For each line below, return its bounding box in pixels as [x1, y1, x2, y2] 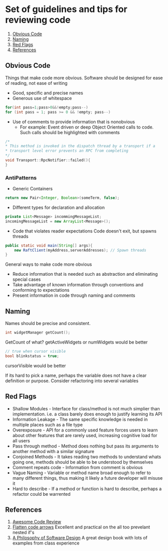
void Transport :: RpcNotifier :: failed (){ [5, 158, 91, 163]
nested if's [12, 529, 34, 535]
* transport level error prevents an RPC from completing [5, 148, 128, 154]
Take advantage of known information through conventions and [12, 282, 143, 288]
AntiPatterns [5, 174, 37, 181]
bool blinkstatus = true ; [5, 353, 59, 359]
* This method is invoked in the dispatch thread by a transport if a [5, 144, 155, 149]
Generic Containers [12, 186, 53, 192]
